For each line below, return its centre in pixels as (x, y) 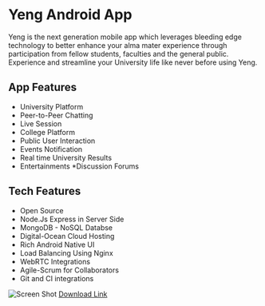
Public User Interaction (57, 141)
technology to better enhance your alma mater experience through (118, 45)
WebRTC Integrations (55, 261)
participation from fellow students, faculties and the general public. (119, 54)
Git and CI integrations (57, 278)
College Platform (47, 132)
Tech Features (45, 191)
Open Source (42, 210)
